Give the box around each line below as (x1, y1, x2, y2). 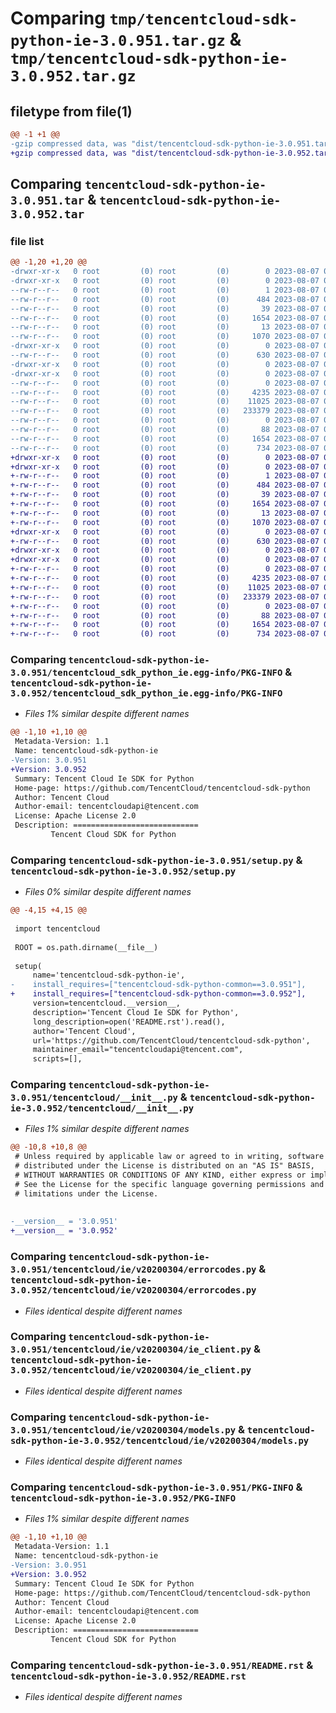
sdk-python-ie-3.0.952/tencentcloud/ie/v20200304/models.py (10, 1435, 310, 1446)
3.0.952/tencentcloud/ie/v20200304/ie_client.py (10, 1365, 252, 1376)
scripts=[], (32, 1054, 83, 1064)
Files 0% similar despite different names (24, 886, 192, 898)
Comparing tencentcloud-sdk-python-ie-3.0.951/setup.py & (10, 853, 303, 867)
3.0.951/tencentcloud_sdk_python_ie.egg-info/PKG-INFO (10, 667, 283, 679)
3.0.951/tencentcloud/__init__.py (10, 1092, 178, 1104)
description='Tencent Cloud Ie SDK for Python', (32, 1007, 240, 1017)
